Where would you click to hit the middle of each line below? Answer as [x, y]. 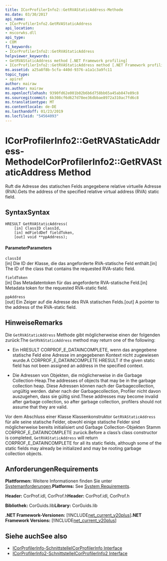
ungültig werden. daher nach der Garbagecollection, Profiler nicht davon [86, 391]
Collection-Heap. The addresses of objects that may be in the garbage [84, 380]
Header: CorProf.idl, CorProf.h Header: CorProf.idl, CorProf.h [67, 496]
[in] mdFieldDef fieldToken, [44, 233]
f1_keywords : [19, 47]
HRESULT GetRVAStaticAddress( [37, 224]
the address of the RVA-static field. [41, 307]
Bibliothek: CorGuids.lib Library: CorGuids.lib [51, 506]
